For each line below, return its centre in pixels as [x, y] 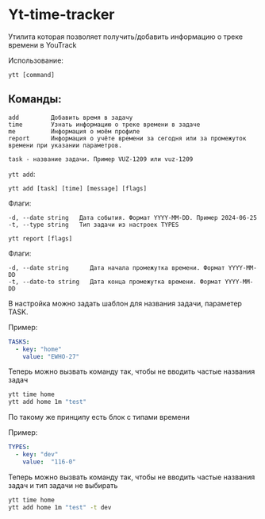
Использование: [36, 60]
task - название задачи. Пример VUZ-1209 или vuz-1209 [101, 159]
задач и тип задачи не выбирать [63, 485]
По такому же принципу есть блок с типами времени [99, 417]
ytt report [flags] [40, 238]
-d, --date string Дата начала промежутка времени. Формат [117, 267]
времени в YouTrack [42, 44]
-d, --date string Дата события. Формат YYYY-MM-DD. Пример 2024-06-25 [133, 217]
